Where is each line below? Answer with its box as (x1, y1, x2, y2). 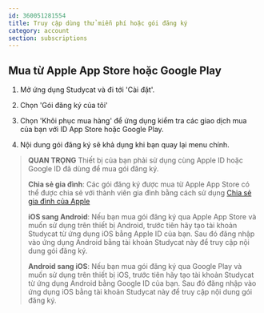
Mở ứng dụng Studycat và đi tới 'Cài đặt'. (19, 85, 155, 94)
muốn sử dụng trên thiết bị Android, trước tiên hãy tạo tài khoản (27, 221, 238, 231)
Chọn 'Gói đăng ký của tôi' (19, 101, 108, 110)
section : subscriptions (8, 34, 88, 42)
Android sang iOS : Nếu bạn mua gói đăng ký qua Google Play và (27, 262, 242, 271)
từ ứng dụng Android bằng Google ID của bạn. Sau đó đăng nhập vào (27, 279, 257, 288)
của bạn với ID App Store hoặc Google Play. (19, 125, 164, 134)
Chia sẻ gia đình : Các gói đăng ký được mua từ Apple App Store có (27, 179, 250, 189)
